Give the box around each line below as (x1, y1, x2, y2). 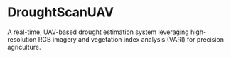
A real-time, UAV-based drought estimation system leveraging (7, 28, 190, 36)
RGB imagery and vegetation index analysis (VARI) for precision (38, 35, 224, 43)
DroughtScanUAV (7, 4, 114, 21)
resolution (7, 35, 37, 43)
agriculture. (7, 42, 41, 51)
